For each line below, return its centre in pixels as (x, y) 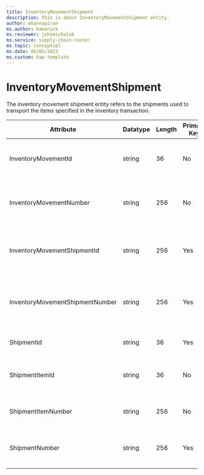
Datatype (136, 129)
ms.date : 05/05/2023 (32, 52)
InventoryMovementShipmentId (54, 250)
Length (166, 129)
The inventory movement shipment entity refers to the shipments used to (98, 104)
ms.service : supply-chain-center (49, 40)
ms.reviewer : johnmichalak (40, 35)
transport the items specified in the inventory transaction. (78, 111)
